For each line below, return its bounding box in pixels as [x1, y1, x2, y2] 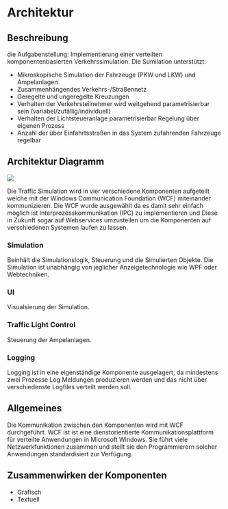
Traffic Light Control [7, 320, 76, 330]
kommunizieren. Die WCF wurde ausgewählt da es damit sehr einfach [7, 201, 204, 209]
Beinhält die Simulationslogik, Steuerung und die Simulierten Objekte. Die [7, 256, 214, 264]
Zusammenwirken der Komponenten [7, 470, 168, 482]
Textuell [16, 495, 40, 504]
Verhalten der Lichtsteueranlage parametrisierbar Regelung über [16, 114, 200, 122]
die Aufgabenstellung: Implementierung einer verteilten [7, 50, 163, 58]
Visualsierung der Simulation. [7, 303, 90, 311]
